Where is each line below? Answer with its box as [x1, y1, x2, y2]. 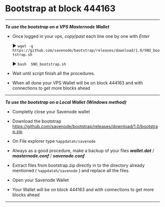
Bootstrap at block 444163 [5, 3, 116, 14]
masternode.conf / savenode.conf [12, 153, 85, 158]
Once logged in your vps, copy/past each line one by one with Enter [12, 33, 150, 39]
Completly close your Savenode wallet [12, 108, 90, 114]
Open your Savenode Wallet [12, 177, 69, 183]
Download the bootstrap [12, 118, 61, 124]
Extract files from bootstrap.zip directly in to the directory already [12, 162, 145, 168]
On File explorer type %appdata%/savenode [12, 138, 96, 144]
